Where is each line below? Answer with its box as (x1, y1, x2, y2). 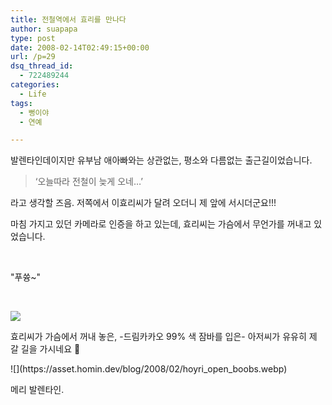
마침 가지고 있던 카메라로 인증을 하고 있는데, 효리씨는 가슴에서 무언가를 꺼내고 (10, 218, 312, 230)
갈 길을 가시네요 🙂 (10, 343, 81, 355)
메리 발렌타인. (10, 384, 65, 396)
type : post (10, 33, 56, 43)
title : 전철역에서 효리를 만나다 (10, 14, 127, 25)
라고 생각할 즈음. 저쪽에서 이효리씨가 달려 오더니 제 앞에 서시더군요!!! (10, 197, 277, 209)
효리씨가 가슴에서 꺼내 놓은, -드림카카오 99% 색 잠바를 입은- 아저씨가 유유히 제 (10, 331, 318, 343)
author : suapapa (10, 24, 78, 34)
